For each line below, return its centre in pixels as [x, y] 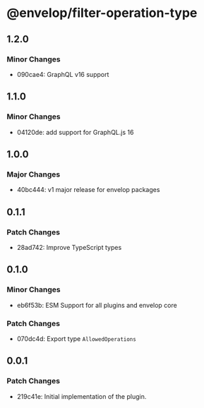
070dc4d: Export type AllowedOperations [77, 338]
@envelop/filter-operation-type [102, 13]
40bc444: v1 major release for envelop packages [88, 190]
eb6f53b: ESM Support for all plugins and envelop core [97, 305]
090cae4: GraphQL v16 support [63, 74]
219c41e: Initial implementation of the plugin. [82, 396]
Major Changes [34, 174]
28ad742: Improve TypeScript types [69, 247]
